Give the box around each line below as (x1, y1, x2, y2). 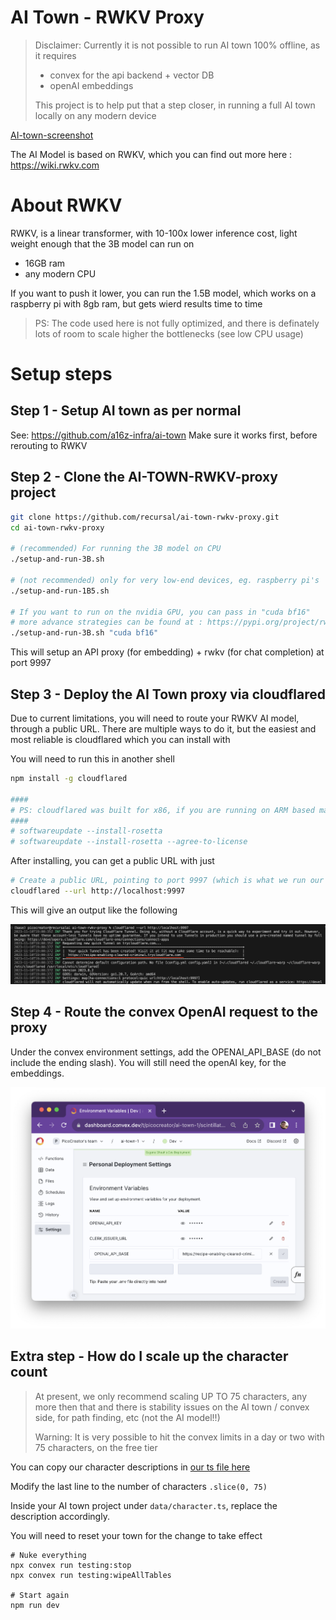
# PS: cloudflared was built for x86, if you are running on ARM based (10, 805, 315, 815)
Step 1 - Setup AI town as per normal (10, 402, 242, 420)
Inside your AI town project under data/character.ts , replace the (10, 1499, 278, 1511)
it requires (34, 49, 77, 61)
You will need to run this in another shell (10, 753, 175, 765)
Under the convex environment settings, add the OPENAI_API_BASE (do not (10, 1046, 322, 1058)
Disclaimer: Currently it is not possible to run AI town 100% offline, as (34, 39, 321, 51)
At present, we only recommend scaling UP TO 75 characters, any (34, 1390, 307, 1402)
